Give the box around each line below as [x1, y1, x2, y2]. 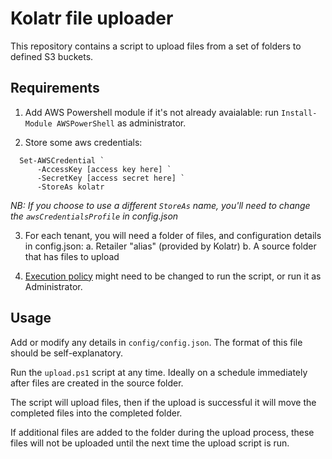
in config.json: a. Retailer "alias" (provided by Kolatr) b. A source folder [24, 240, 317, 252]
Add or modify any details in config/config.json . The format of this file [10, 336, 303, 348]
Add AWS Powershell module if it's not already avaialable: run [24, 106, 280, 118]
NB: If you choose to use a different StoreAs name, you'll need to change [10, 199, 311, 211]
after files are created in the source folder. [10, 377, 184, 389]
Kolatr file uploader [10, 7, 174, 30]
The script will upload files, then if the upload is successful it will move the [10, 396, 317, 408]
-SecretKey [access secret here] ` [36, 173, 186, 183]
